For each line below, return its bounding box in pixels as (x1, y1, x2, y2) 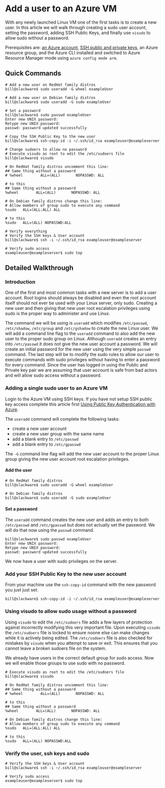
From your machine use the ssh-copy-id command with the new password (5, 582, 156, 588)
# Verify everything (5, 229, 48, 234)
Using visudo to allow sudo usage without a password (5, 608, 137, 615)
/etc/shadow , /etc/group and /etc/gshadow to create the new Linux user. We (5, 326, 159, 331)
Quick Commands (5, 69, 62, 78)
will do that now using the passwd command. (5, 527, 95, 533)
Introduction (5, 279, 35, 286)
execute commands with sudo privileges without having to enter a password (5, 357, 160, 362)
